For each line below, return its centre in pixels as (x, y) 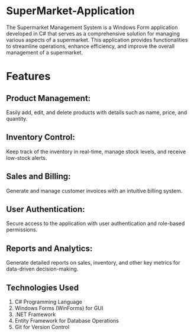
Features (28, 77)
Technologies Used (42, 287)
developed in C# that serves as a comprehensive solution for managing (93, 33)
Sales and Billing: (38, 177)
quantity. (17, 118)
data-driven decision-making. (42, 269)
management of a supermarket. (45, 52)
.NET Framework (35, 314)
